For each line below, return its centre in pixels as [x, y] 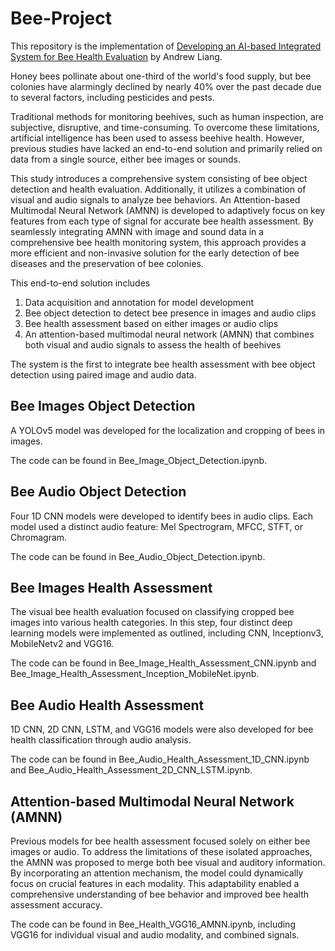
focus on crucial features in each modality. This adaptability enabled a [155, 883]
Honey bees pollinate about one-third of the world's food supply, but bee [161, 76]
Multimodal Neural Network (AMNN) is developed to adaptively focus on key [168, 210]
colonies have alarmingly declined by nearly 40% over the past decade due [166, 86]
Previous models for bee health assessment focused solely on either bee [160, 841]
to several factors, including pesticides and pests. [112, 97]
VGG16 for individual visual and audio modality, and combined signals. [155, 935]
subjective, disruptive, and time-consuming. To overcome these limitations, [165, 127]
